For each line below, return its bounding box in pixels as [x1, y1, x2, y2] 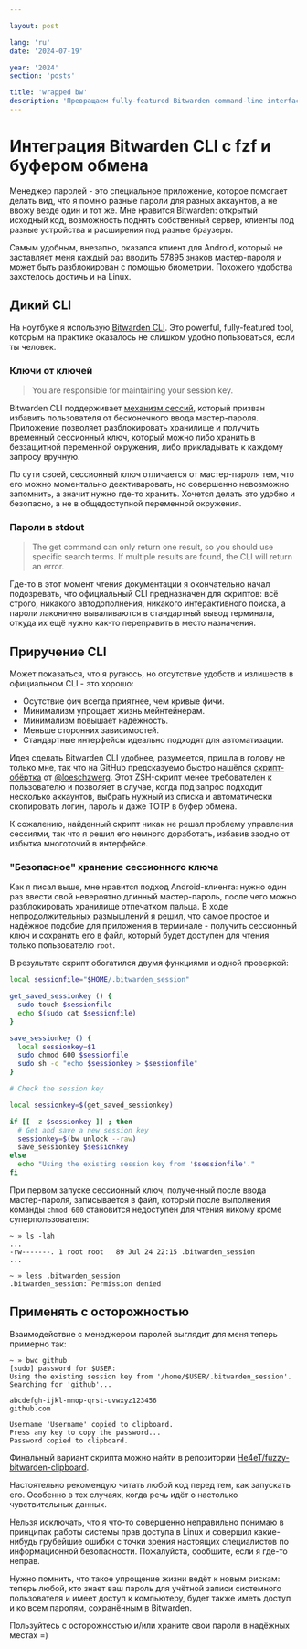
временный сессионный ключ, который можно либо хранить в [9, 431, 256, 442]
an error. [31, 561, 65, 572]
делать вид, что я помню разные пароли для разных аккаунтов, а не [9, 195, 278, 206]
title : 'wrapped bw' [9, 88, 89, 97]
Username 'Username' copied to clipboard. [9, 1420, 174, 1429]
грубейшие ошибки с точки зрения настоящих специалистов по [39, 1536, 290, 1547]
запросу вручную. [9, 451, 80, 462]
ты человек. [9, 341, 57, 352]
